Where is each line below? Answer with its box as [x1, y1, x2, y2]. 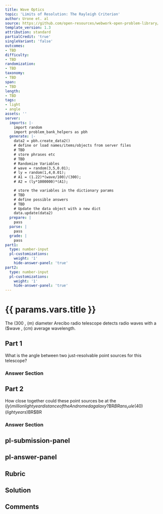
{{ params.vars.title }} [5, 304, 96, 315]
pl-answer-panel [5, 453, 57, 461]
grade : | [9, 233, 27, 238]
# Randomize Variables [14, 161, 60, 166]
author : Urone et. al [5, 16, 49, 21]
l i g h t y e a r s [6, 409, 27, 415]
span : [5, 79, 16, 84]
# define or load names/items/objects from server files [14, 143, 131, 148]
